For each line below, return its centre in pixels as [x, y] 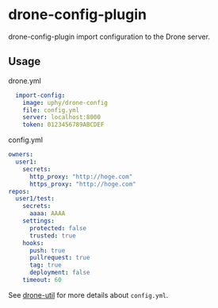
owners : [21, 155]
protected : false [58, 228]
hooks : [33, 243]
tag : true [45, 265]
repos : [19, 191]
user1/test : [35, 199]
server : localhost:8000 [62, 117]
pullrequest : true [59, 258]
